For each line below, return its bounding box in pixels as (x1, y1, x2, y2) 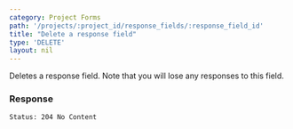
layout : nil (9, 46, 53, 55)
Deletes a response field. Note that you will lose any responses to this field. (9, 70, 284, 81)
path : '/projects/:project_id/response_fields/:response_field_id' (9, 21, 265, 30)
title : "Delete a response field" (9, 29, 138, 38)
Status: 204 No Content (9, 113, 98, 122)
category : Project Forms (9, 12, 101, 22)
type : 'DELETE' (9, 37, 66, 47)
